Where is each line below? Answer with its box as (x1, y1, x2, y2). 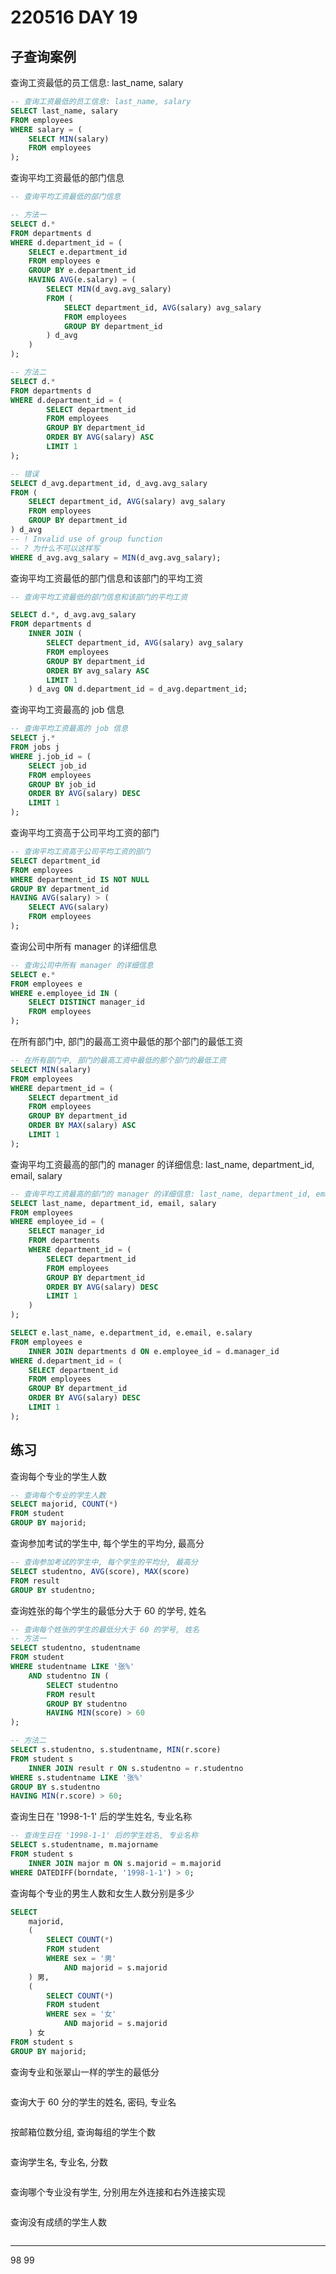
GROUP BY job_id (28, 779, 97, 790)
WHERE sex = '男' (46, 1954, 117, 1964)
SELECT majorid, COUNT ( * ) (10, 1499, 118, 1510)
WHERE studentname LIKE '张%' (10, 1662, 135, 1672)
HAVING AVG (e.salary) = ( (28, 275, 137, 285)
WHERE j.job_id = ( (10, 751, 92, 761)
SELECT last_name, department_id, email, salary (10, 1198, 217, 1208)
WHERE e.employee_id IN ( (10, 988, 118, 998)
